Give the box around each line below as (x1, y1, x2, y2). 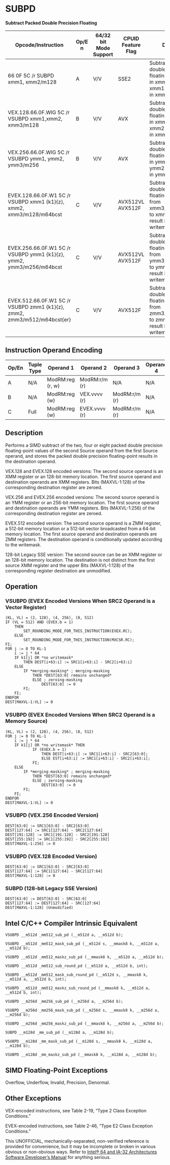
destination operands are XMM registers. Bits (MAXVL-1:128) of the (5, 479, 145, 485)
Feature (121, 41, 141, 48)
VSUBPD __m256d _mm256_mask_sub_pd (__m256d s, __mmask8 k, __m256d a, (5, 1008, 159, 1013)
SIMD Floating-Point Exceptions (5, 1066, 108, 1075)
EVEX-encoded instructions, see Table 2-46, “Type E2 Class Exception (5, 1122, 153, 1128)
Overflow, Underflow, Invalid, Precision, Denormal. (5, 1079, 110, 1085)
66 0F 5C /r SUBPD (8, 72, 55, 79)
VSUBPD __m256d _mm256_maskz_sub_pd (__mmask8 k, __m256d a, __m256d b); (5, 1021, 164, 1027)
